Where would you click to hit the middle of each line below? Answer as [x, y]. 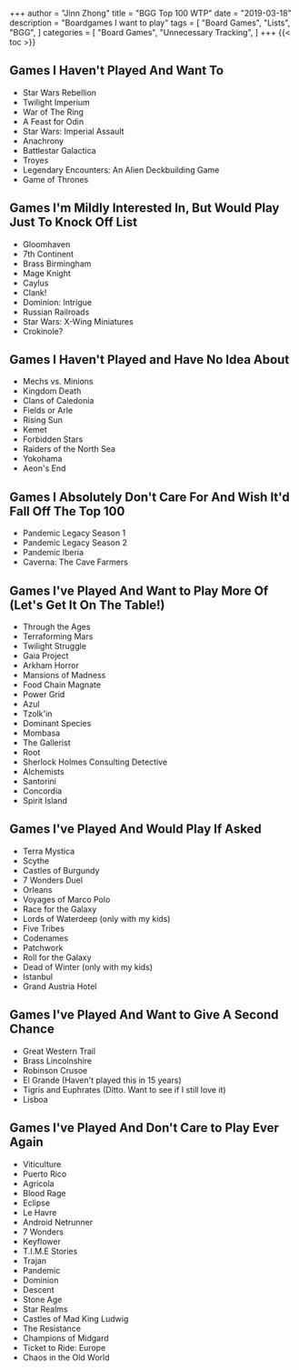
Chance [32, 1030]
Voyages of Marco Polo [66, 899]
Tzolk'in [37, 714]
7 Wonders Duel [53, 880]
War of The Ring [53, 112]
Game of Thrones [55, 179]
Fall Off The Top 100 [67, 511]
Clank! [35, 292]
